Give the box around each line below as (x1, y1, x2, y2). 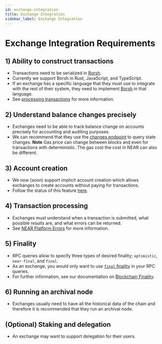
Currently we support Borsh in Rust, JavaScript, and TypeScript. (12, 75, 143, 81)
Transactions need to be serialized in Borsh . (12, 70, 102, 76)
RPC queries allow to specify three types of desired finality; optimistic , (12, 252, 158, 258)
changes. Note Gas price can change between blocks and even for (12, 139, 149, 145)
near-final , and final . (12, 258, 58, 264)
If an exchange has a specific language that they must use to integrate (12, 81, 155, 87)
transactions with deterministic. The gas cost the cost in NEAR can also (12, 145, 158, 151)
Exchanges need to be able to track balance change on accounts (12, 124, 144, 129)
